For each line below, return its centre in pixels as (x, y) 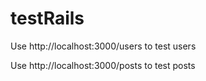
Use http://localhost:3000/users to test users (103, 46)
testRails (47, 18)
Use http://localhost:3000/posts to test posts (103, 65)
